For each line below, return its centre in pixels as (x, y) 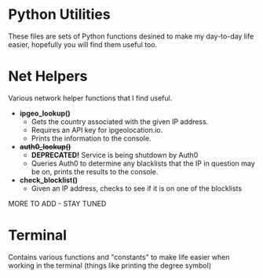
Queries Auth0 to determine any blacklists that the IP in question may (143, 163)
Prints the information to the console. (91, 138)
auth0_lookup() (45, 146)
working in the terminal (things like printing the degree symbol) (110, 265)
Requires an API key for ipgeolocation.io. (97, 130)
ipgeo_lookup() (45, 113)
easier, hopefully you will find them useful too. (83, 44)
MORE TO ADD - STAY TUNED (57, 203)
